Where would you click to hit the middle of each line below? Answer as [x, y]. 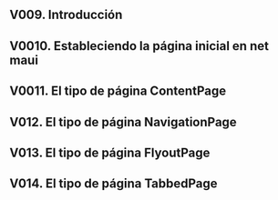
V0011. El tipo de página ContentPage [118, 91]
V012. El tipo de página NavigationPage [123, 122]
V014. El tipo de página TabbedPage [113, 184]
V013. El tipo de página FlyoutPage [110, 152]
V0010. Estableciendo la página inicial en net [139, 46]
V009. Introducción [66, 15]
